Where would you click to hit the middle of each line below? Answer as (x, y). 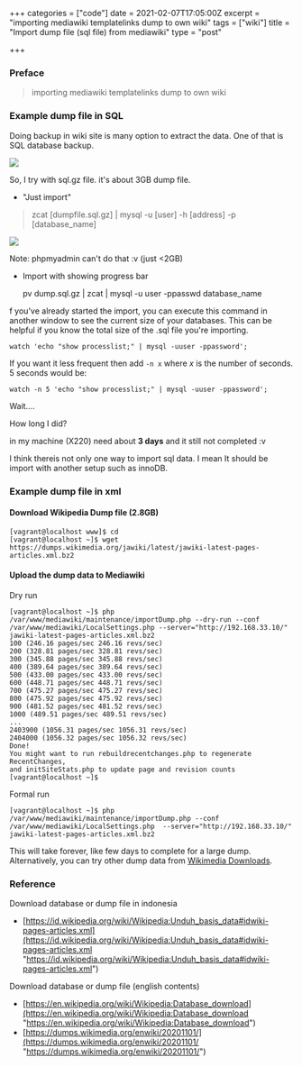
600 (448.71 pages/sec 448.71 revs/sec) (87, 683)
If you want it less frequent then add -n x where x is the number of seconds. (151, 363)
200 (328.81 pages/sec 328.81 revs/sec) (87, 651)
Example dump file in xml (65, 491)
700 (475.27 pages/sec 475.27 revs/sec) (87, 690)
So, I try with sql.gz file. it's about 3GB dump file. (100, 179)
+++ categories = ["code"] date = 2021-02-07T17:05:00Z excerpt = (135, 13)
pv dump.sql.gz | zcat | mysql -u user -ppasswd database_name (142, 293)
